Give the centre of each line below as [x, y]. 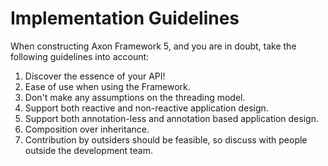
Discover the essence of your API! [95, 76]
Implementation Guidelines [125, 18]
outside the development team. [89, 150]
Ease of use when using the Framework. [107, 86]
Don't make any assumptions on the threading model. [135, 97]
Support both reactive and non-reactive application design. [146, 108]
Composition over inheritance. [87, 129]
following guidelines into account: [80, 56]
